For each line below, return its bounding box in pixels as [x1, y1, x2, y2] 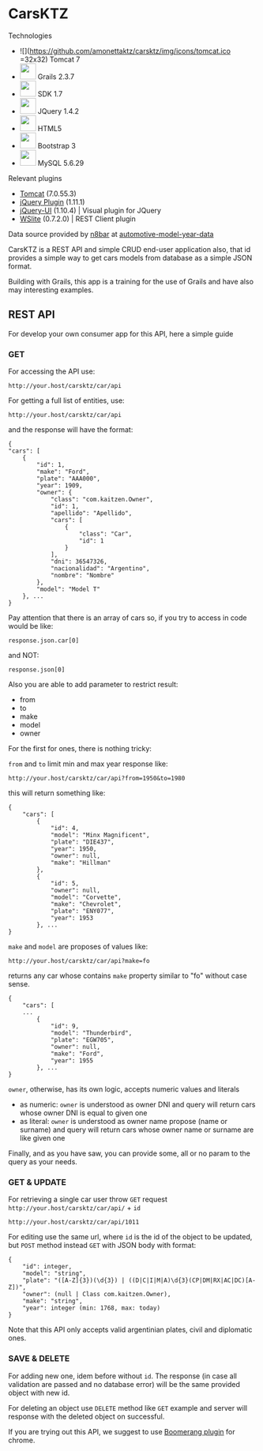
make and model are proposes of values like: [8, 942, 148, 952]
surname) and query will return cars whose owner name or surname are [19, 1125, 254, 1134]
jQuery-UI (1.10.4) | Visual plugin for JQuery [19, 205, 162, 215]
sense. [8, 979, 30, 989]
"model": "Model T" [36, 585, 101, 593]
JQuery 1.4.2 [37, 106, 80, 115]
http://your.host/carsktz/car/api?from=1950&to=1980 [8, 775, 186, 783]
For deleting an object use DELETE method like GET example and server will [8, 1403, 247, 1412]
